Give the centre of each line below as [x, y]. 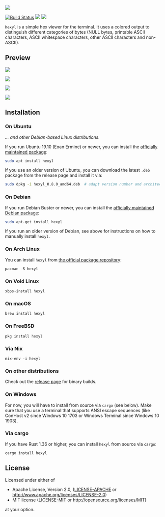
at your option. [20, 509]
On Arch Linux [23, 249]
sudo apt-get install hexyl [34, 222]
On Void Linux [22, 281]
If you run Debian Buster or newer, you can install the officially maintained [80, 207]
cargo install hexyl [26, 453]
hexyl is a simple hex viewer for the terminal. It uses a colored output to [77, 27]
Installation [23, 113]
